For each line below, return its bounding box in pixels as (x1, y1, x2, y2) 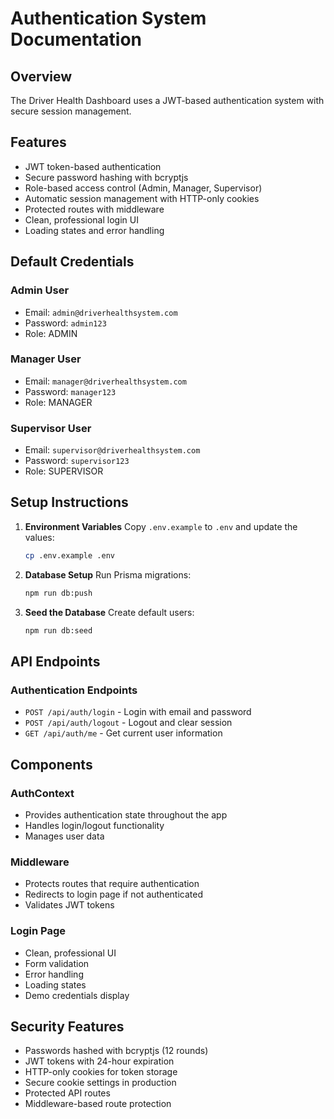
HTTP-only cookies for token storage (24, 1066, 178, 1078)
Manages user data (24, 830, 105, 842)
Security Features (10, 1018, 125, 1035)
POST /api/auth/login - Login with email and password (24, 706, 252, 718)
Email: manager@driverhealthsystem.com (24, 375, 187, 387)
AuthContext (10, 786, 75, 800)
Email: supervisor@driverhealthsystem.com (24, 444, 201, 456)
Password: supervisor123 (24, 455, 130, 467)
